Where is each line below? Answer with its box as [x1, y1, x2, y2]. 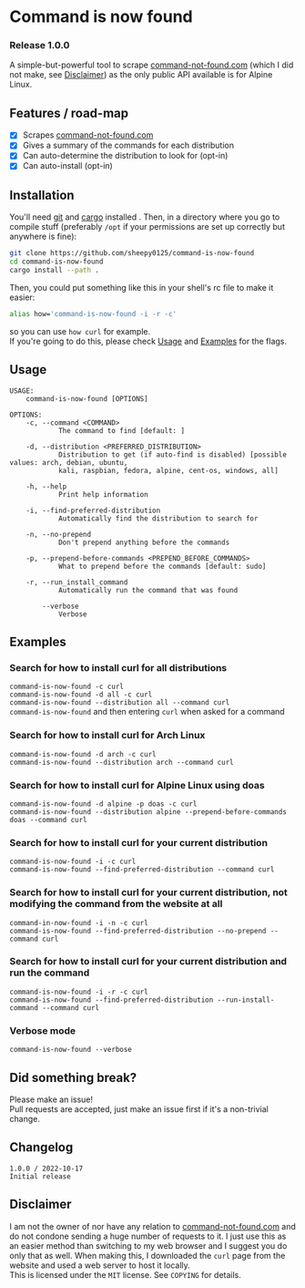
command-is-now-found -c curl [9, 682, 125, 692]
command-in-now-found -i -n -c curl [9, 918, 148, 927]
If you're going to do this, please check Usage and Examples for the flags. [9, 335, 288, 346]
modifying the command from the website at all [9, 898, 223, 911]
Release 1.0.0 [9, 39, 70, 52]
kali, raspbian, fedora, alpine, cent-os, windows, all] [57, 466, 280, 475]
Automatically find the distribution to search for [57, 513, 259, 523]
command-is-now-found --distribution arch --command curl [9, 757, 234, 767]
